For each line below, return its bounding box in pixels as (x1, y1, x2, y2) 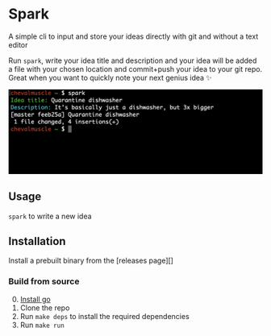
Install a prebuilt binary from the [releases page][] (8, 255, 173, 266)
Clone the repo (19, 303, 70, 313)
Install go (19, 294, 51, 304)
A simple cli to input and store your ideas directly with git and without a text (8, 31, 259, 41)
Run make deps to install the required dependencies (19, 311, 190, 321)
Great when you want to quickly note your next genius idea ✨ (8, 73, 212, 82)
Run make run (19, 320, 65, 330)
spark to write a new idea (8, 211, 92, 221)
